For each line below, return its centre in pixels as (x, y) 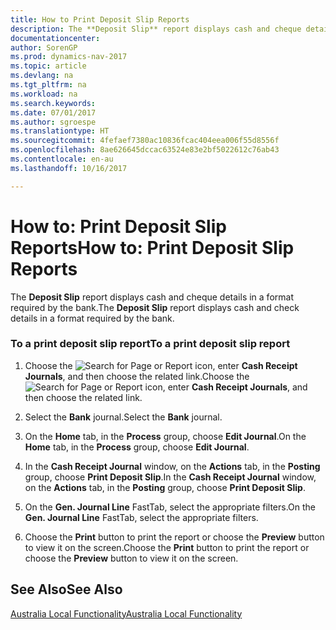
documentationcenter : (55, 38)
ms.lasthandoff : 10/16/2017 (69, 168)
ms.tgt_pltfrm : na (48, 85)
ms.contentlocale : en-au (62, 159)
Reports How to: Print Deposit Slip (152, 247)
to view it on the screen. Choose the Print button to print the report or (167, 547)
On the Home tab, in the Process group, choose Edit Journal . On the (165, 436)
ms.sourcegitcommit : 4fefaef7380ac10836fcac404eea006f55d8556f (145, 141)
